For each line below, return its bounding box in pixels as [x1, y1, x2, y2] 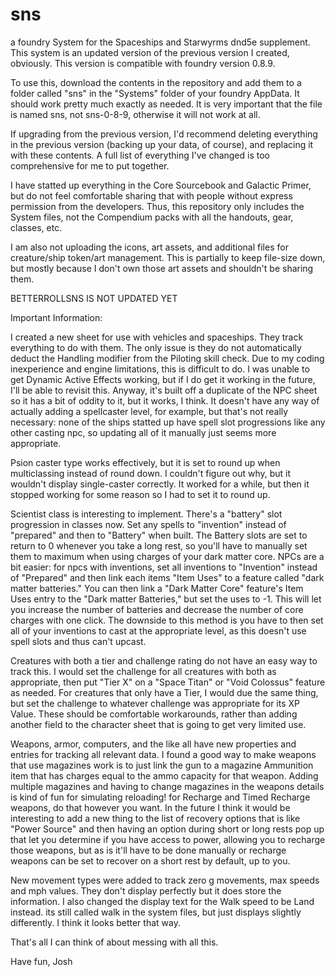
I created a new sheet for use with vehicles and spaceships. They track [10, 331, 304, 343]
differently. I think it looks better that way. [10, 916, 181, 928]
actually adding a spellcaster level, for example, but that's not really [10, 405, 289, 417]
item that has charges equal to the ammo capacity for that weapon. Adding [10, 769, 319, 782]
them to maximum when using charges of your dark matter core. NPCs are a [10, 550, 325, 562]
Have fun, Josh [10, 955, 73, 967]
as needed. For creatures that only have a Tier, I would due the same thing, [10, 686, 319, 698]
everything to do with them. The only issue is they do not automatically [10, 341, 302, 353]
